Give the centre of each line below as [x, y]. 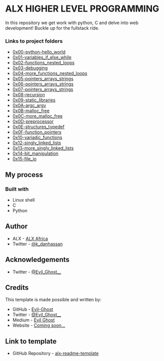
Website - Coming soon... [39, 325]
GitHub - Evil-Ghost [33, 309]
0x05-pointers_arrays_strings [43, 79]
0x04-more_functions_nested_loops [50, 73]
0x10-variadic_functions [37, 138]
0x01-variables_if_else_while [42, 57]
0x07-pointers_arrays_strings [43, 89]
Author [16, 227]
